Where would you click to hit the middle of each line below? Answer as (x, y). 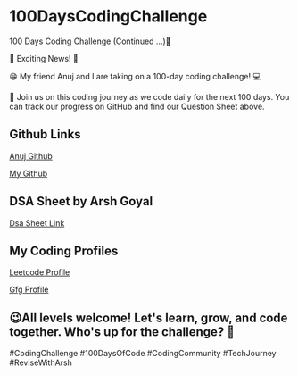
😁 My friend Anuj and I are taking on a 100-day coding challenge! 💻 (135, 76)
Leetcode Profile (40, 272)
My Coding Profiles (64, 250)
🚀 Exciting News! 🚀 (44, 58)
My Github (29, 173)
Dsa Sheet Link (37, 223)
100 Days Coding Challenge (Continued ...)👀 (90, 41)
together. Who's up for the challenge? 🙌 (122, 332)
